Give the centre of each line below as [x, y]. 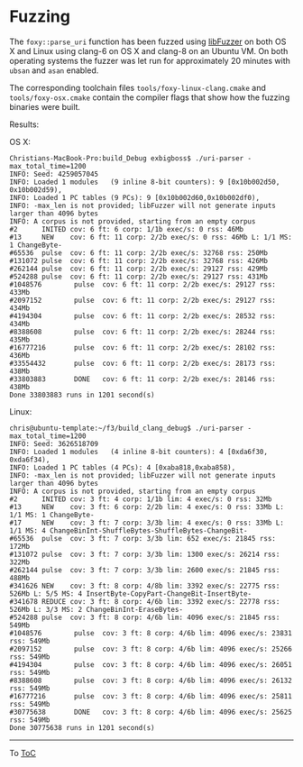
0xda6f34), [30, 460]
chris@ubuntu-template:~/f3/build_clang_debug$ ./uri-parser [127, 428]
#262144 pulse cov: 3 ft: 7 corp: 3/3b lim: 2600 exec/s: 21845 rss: [145, 570]
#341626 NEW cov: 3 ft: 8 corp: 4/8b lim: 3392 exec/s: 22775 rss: [145, 586]
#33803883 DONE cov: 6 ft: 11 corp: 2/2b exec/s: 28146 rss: [143, 379]
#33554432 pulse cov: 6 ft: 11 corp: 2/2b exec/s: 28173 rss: [143, 363]
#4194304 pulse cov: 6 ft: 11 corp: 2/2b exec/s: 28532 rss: [143, 316]
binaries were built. [45, 106]
